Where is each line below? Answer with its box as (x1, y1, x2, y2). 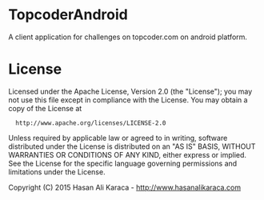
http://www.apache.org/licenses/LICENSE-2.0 (15, 118, 166, 127)
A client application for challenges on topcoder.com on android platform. (8, 32, 248, 42)
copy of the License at (8, 103, 82, 113)
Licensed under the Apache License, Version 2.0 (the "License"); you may (8, 86, 253, 96)
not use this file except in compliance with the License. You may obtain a (8, 94, 248, 105)
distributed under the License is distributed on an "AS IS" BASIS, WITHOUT (8, 142, 256, 151)
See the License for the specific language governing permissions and (8, 158, 238, 168)
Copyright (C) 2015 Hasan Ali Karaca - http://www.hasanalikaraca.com (8, 182, 242, 192)
